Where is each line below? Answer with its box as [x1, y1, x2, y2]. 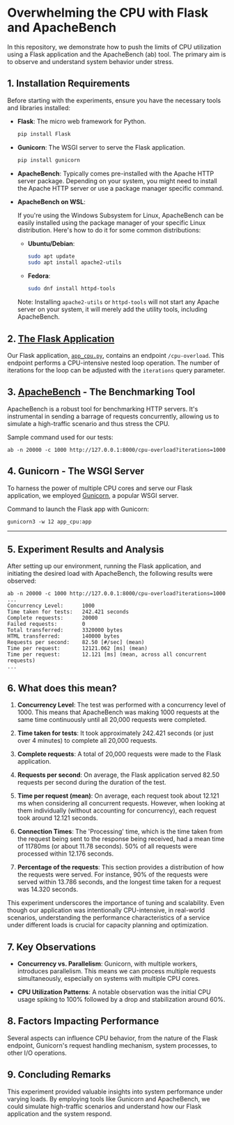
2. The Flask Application [7, 333, 115, 345]
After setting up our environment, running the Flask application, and [7, 562, 202, 570]
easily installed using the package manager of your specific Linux [17, 218, 206, 227]
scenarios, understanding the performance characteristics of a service [7, 913, 210, 922]
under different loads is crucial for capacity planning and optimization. [7, 921, 209, 929]
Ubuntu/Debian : [27, 239, 75, 248]
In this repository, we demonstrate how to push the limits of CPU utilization [7, 42, 221, 51]
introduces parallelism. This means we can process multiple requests [17, 967, 216, 975]
